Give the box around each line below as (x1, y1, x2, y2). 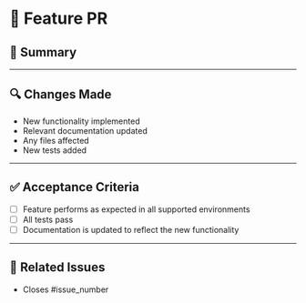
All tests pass (22, 214, 74, 225)
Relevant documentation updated (22, 125, 148, 136)
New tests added (22, 145, 87, 156)
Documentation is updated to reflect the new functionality (22, 224, 240, 235)
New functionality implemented (22, 116, 140, 126)
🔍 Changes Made (9, 86, 112, 103)
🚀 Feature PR (9, 8, 108, 29)
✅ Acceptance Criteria (9, 179, 139, 195)
